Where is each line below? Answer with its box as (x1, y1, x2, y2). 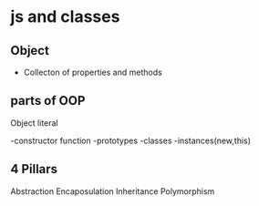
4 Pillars (10, 161, 58, 177)
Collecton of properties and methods (23, 67, 162, 77)
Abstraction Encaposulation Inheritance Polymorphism (10, 185, 215, 197)
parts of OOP (10, 93, 86, 108)
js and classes (10, 6, 120, 27)
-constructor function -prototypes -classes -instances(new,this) (10, 135, 252, 146)
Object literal (10, 117, 58, 129)
